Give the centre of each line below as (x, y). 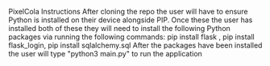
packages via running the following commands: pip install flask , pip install (132, 37)
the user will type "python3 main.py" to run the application (106, 54)
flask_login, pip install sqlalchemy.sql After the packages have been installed (135, 45)
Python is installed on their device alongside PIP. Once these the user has (131, 20)
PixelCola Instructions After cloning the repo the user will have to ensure (128, 12)
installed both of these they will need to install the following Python (120, 28)
